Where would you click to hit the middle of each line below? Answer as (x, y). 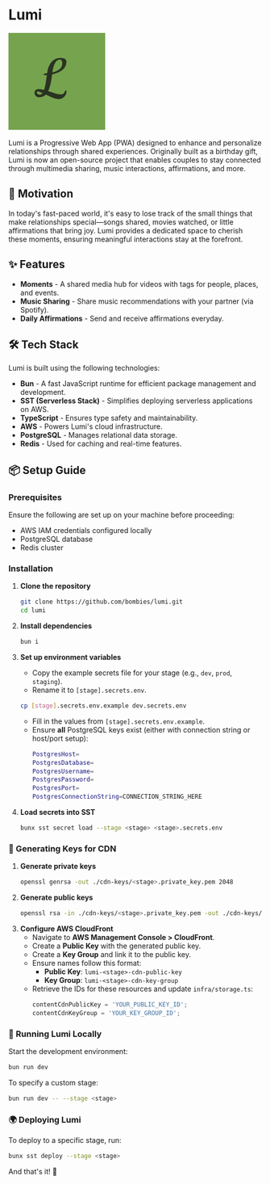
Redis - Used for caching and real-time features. (101, 444)
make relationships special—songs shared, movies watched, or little (121, 222)
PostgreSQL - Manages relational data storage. (99, 435)
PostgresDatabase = (63, 762)
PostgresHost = (56, 754)
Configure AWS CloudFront (66, 929)
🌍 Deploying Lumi (45, 1119)
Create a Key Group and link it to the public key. (112, 955)
